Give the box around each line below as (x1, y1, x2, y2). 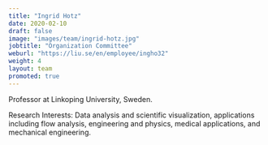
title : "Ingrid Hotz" (8, 11, 82, 20)
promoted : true (8, 72, 60, 80)
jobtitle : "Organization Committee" (8, 42, 132, 50)
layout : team (8, 65, 53, 73)
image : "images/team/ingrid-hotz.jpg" (8, 34, 140, 43)
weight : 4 (8, 58, 42, 66)
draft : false (8, 27, 53, 35)
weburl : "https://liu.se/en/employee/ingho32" (8, 49, 169, 58)
